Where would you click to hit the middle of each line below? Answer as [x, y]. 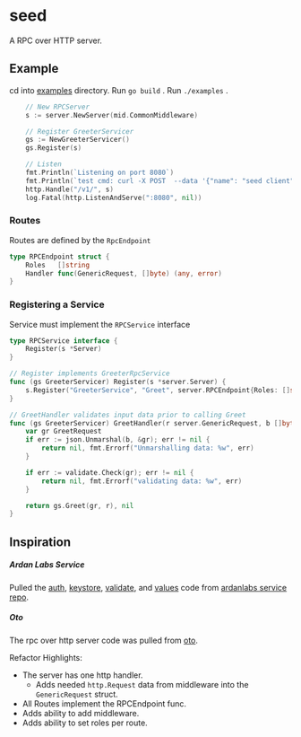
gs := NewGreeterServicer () [77, 140]
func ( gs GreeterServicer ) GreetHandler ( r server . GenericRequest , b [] [146, 423]
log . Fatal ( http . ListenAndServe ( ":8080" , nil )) [114, 197]
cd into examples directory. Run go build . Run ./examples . [119, 90]
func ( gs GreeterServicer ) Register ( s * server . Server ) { [118, 382]
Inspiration [40, 542]
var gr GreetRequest [64, 432]
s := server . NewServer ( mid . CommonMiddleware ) [112, 115]
